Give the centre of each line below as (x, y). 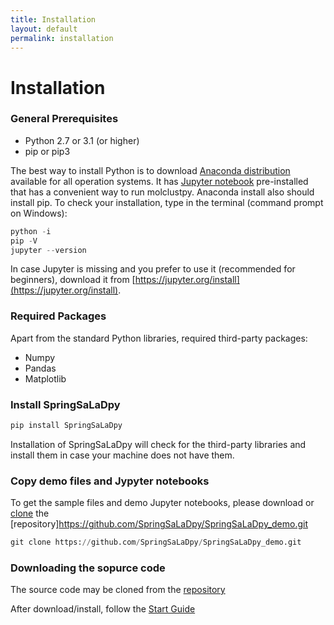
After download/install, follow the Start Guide (103, 609)
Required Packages (58, 316)
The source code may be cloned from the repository (118, 590)
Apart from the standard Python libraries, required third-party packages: (159, 338)
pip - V (24, 241)
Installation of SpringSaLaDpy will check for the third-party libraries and (158, 444)
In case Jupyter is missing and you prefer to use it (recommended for (153, 269)
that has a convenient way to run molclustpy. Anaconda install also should (162, 192)
